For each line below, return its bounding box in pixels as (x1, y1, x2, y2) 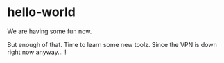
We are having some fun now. (7, 27, 92, 35)
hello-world (7, 4, 76, 20)
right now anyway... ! (7, 48, 67, 56)
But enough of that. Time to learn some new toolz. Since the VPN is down (7, 40, 217, 48)
